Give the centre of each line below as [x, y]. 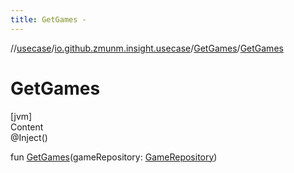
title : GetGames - [48, 19]
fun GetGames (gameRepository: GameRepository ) [114, 157]
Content [27, 127]
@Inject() [29, 137]
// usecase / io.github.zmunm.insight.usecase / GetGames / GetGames [147, 48]
